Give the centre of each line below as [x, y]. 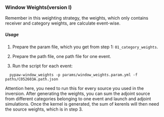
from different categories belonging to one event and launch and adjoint [78, 99]
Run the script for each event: [42, 66]
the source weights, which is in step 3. [44, 109]
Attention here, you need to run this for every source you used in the [75, 88]
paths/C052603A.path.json [32, 79]
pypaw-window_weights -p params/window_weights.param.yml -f [74, 75]
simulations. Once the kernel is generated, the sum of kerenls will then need [82, 104]
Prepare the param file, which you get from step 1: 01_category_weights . [85, 47]
